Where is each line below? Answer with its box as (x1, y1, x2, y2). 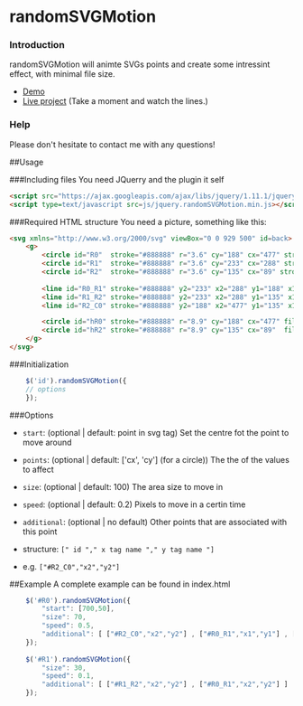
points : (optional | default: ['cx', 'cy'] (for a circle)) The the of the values (22, 454, 290, 465)
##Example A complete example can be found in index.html (9, 579, 231, 589)
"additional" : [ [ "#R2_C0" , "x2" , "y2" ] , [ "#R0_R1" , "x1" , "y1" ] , (41, 630, 289, 639)
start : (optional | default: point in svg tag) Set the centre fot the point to (22, 427, 289, 438)
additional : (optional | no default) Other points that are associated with (22, 516, 288, 527)
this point (22, 526, 58, 537)
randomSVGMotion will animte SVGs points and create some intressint (9, 59, 271, 70)
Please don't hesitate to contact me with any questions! (9, 138, 216, 150)
